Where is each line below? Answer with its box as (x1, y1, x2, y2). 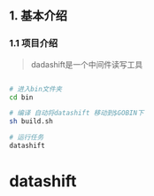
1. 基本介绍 (9, 8, 68, 24)
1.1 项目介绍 (9, 37, 58, 50)
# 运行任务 (9, 133, 44, 142)
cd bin (9, 92, 34, 102)
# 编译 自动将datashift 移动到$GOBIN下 (9, 109, 144, 118)
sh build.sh (9, 117, 53, 126)
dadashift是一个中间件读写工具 (30, 59, 143, 69)
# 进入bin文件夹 (9, 84, 63, 93)
